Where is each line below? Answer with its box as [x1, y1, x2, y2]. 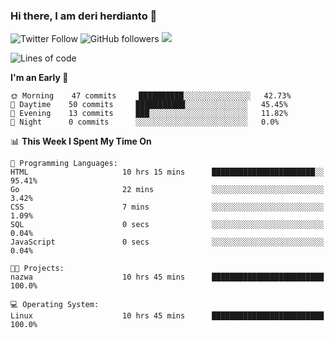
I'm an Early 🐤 [10, 72, 69, 84]
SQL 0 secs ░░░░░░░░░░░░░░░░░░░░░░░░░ [10, 220, 325, 230]
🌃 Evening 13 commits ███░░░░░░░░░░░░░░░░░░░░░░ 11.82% [10, 109, 288, 119]
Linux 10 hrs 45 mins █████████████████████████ [10, 311, 325, 321]
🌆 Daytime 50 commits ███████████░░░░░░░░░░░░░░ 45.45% [10, 100, 288, 110]
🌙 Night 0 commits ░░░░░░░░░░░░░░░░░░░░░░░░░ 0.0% [10, 117, 280, 128]
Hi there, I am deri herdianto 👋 [10, 9, 158, 23]
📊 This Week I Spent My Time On [10, 135, 152, 148]
